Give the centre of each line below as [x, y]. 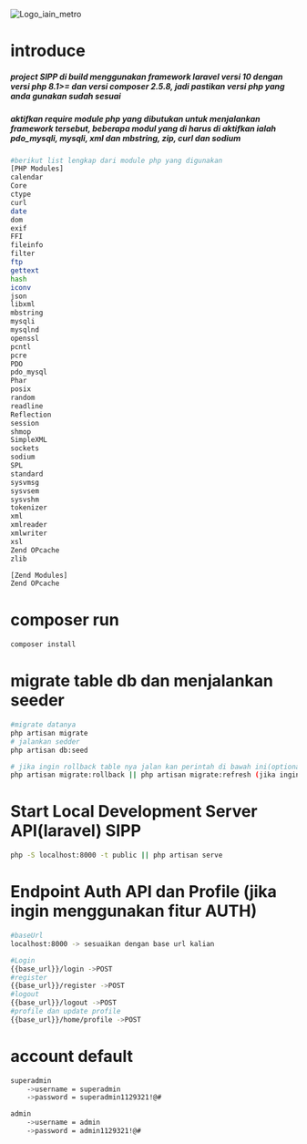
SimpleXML [29, 440]
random [23, 398]
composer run [65, 620]
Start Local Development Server [134, 812]
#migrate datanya [43, 725]
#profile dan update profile [66, 1012]
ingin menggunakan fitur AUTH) [134, 911]
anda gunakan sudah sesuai [66, 96]
